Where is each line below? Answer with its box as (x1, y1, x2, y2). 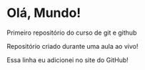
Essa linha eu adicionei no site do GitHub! (6, 55, 129, 64)
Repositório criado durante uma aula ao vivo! (6, 42, 139, 50)
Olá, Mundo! (6, 5, 81, 21)
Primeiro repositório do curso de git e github (6, 28, 137, 37)
